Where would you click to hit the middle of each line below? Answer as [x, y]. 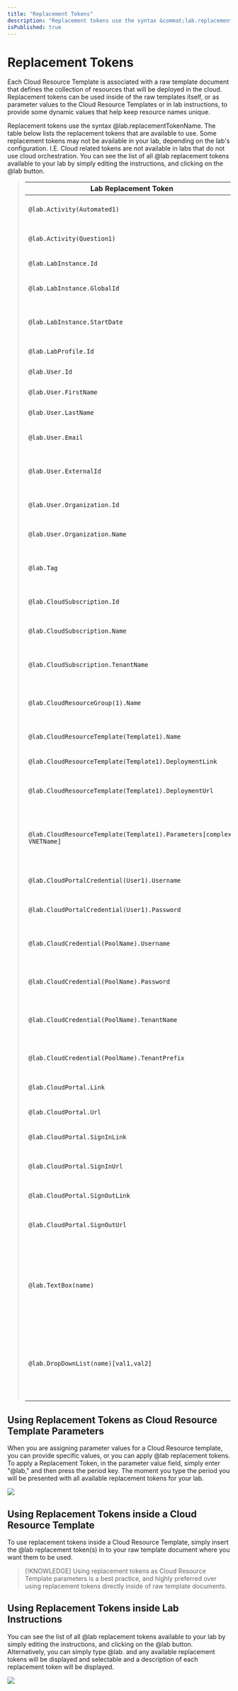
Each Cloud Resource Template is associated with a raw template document [118, 82]
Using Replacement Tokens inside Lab [93, 1608]
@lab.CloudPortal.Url [64, 1113]
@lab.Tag [43, 568]
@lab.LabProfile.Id [61, 352]
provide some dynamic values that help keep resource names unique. [109, 112]
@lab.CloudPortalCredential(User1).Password [104, 910]
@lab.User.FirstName [63, 392]
